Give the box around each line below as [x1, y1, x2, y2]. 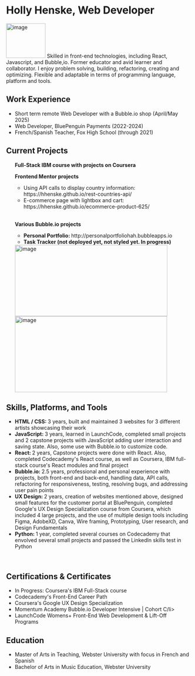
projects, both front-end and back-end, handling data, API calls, [14, 474, 169, 481]
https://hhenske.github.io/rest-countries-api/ [23, 190, 132, 198]
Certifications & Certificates [6, 571, 112, 581]
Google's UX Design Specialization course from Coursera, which [14, 506, 172, 513]
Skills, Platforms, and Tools [6, 402, 107, 412]
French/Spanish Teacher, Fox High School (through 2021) [14, 129, 154, 136]
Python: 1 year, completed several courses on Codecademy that [14, 530, 170, 538]
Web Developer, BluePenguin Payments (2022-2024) [14, 122, 144, 129]
